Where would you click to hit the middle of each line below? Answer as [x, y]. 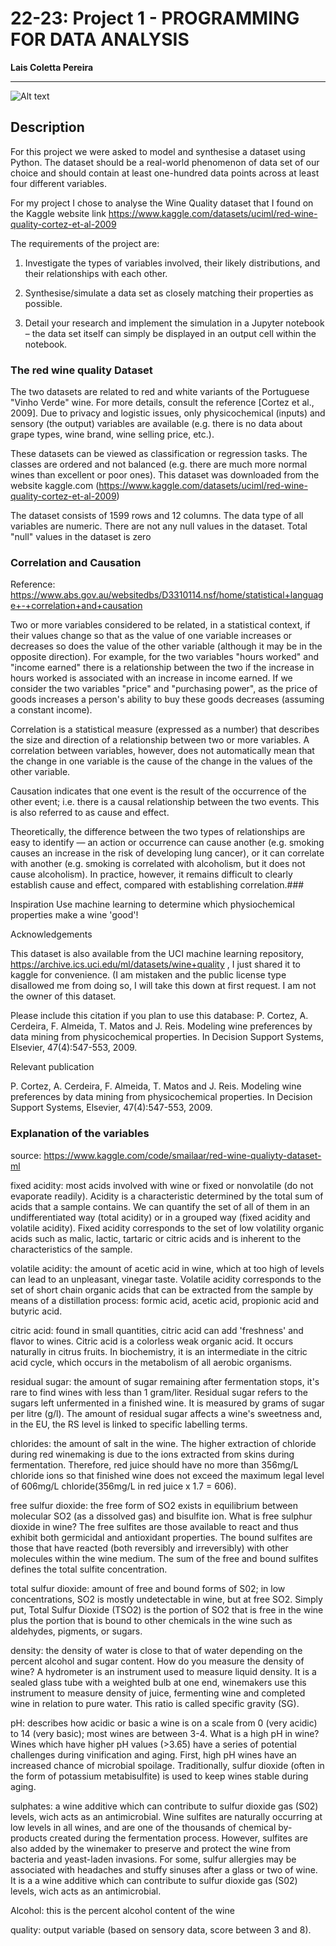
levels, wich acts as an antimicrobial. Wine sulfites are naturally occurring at [166, 1816]
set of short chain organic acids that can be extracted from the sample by [162, 1289]
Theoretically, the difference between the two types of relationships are [158, 832]
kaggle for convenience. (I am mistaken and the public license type [148, 975]
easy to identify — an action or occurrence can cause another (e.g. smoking [167, 843]
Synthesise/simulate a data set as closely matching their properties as [169, 293]
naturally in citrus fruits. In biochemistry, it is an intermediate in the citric [159, 1351]
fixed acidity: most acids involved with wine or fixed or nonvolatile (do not [162, 1185]
